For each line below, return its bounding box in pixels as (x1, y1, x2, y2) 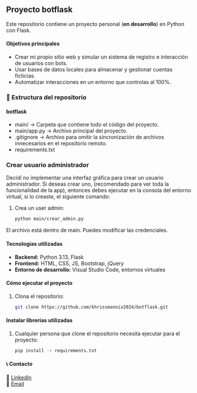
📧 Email (6, 380, 25, 387)
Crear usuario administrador (6, 161, 90, 169)
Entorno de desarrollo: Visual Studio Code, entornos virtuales (14, 266, 166, 273)
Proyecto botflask (6, 5, 73, 15)
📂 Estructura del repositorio (6, 93, 87, 101)
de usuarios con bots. (14, 60, 68, 67)
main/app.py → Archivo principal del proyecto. (14, 127, 128, 135)
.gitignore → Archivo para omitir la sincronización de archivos (14, 134, 165, 141)
